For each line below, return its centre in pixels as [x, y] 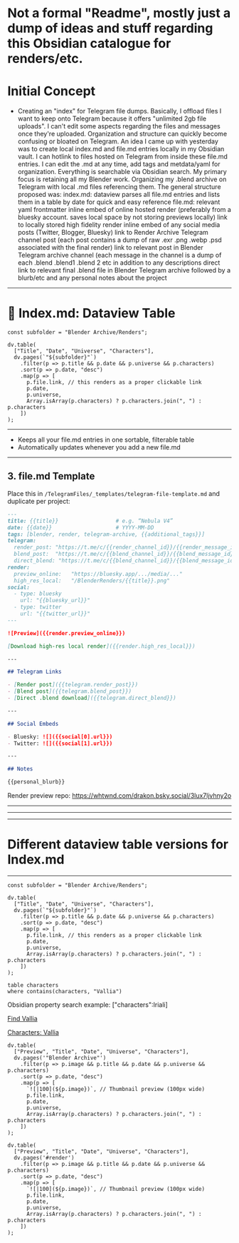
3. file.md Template [51, 476]
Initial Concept [52, 91]
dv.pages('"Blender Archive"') [60, 1057]
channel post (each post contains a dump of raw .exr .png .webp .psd [119, 240]
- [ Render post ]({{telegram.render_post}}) [73, 685]
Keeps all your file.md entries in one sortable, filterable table [106, 440]
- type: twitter [38, 607]
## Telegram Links [34, 672]
